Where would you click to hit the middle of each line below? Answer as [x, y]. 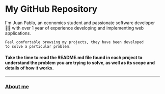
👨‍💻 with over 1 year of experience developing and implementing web [74, 28]
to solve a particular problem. [38, 46]
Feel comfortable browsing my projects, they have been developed [74, 42]
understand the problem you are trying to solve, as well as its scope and [80, 63]
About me [17, 87]
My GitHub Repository [51, 9]
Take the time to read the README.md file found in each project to [74, 57]
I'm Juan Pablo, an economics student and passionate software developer [80, 23]
